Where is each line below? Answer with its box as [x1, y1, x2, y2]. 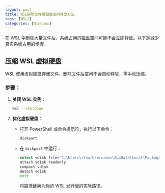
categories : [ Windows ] [5, 21, 52, 26]
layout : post [5, 7, 32, 12]
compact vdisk [19, 164, 49, 169]
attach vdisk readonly [19, 160, 66, 165]
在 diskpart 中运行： [19, 145, 61, 151]
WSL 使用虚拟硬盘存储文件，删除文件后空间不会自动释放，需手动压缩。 [5, 71, 149, 77]
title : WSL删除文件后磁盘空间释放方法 [5, 12, 75, 17]
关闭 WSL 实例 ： [12, 96, 46, 102]
